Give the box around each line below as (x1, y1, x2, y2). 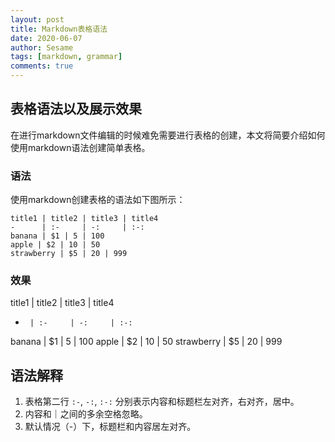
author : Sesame (10, 42, 74, 53)
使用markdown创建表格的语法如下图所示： (10, 194, 186, 206)
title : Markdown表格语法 (10, 24, 108, 34)
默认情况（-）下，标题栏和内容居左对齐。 (24, 421, 197, 433)
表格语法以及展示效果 (10, 101, 142, 118)
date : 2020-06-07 (10, 33, 83, 43)
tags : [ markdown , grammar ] (10, 52, 123, 62)
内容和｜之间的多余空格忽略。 (24, 408, 148, 420)
